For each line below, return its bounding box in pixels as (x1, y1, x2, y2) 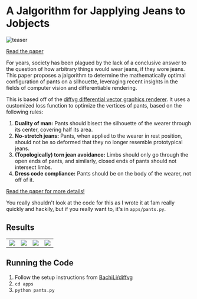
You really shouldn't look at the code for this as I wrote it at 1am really (6, 199, 175, 206)
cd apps (14, 281, 34, 287)
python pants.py (14, 287, 55, 293)
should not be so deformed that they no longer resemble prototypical (14, 138, 183, 145)
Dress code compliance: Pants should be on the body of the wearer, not (14, 170, 192, 177)
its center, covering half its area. (14, 126, 93, 133)
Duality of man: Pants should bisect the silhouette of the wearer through (14, 119, 192, 126)
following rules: (6, 108, 44, 115)
